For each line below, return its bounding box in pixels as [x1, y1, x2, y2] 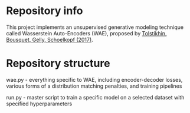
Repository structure [6, 57, 110, 70]
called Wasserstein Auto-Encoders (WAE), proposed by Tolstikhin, [6, 29, 167, 36]
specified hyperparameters [6, 100, 73, 107]
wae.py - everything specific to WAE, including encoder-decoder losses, [6, 76, 183, 83]
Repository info [6, 4, 84, 18]
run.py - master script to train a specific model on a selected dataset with [6, 94, 185, 101]
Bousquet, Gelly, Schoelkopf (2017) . [6, 36, 93, 43]
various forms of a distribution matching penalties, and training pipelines [6, 82, 182, 89]
